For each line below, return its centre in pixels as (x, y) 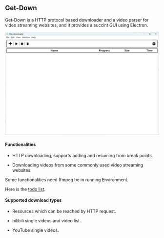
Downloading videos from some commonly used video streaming (78, 165)
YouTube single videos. (36, 230)
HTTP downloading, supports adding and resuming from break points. (82, 155)
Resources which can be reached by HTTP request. (64, 211)
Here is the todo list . (25, 189)
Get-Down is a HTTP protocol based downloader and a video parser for (77, 20)
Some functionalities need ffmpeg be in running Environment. (67, 179)
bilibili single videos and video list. (46, 220)
